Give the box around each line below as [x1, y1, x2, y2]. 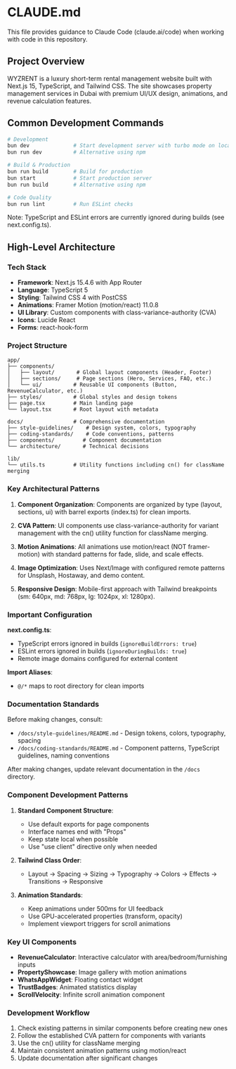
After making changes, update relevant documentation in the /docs [7, 765, 200, 774]
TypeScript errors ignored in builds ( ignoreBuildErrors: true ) [17, 639, 197, 648]
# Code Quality [7, 194, 52, 201]
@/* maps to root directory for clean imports [17, 681, 145, 691]
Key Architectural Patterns [7, 484, 100, 494]
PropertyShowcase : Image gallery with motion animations [17, 968, 188, 976]
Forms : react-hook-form [17, 323, 89, 332]
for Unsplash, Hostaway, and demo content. [17, 571, 145, 579]
